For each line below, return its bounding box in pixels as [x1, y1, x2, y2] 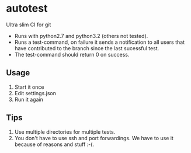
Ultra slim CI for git [6, 21, 51, 28]
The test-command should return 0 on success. [14, 51, 130, 58]
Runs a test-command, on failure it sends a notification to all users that [14, 39, 185, 46]
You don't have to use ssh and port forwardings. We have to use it [14, 134, 173, 141]
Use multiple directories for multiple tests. [14, 128, 116, 135]
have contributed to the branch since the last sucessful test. [14, 44, 159, 51]
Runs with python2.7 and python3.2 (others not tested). [14, 32, 148, 39]
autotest [6, 2, 48, 15]
